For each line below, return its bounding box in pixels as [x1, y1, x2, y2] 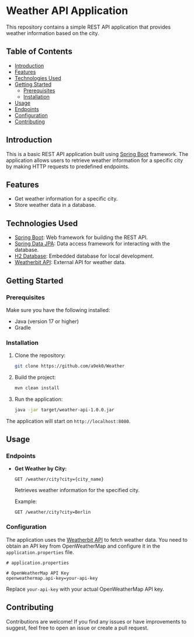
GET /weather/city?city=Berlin [14, 510, 91, 515]
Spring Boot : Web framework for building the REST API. [14, 234, 148, 241]
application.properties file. [6, 548, 74, 556]
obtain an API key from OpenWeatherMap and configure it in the [6, 542, 161, 549]
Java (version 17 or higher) [14, 317, 79, 325]
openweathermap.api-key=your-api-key [6, 575, 98, 581]
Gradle [14, 324, 31, 331]
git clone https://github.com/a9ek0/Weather [14, 363, 125, 369]
